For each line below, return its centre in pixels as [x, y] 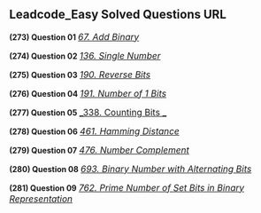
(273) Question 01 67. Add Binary [74, 36]
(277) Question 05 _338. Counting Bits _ [88, 112]
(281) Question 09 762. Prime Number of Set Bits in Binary [127, 187]
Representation [41, 199]
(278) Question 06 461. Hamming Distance [94, 130]
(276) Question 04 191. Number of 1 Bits [88, 93]
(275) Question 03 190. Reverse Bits [80, 75]
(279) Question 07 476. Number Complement [100, 150]
